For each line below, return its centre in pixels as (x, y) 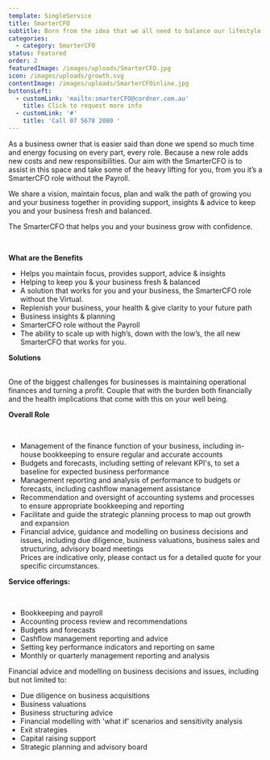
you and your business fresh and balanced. (80, 211)
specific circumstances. (60, 566)
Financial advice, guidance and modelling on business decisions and (134, 531)
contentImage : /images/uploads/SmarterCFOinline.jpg (99, 83)
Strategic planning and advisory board (83, 746)
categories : (28, 38)
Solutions (25, 357)
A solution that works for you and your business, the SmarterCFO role (135, 290)
